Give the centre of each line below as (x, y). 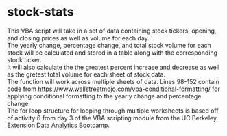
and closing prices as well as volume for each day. (78, 38)
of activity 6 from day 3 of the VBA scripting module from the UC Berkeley (112, 118)
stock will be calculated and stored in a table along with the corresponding (112, 53)
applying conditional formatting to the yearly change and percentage (104, 96)
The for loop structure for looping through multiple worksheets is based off (113, 111)
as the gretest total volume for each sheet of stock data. (86, 74)
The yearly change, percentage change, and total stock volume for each (109, 45)
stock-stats (40, 12)
